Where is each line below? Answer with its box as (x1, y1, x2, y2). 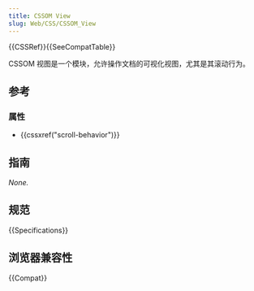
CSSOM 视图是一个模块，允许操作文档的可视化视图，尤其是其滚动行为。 (8, 59, 250, 68)
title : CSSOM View (8, 11, 71, 20)
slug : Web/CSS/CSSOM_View (8, 20, 96, 28)
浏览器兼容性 (8, 251, 73, 265)
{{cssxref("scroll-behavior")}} (19, 130, 120, 140)
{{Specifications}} (8, 225, 69, 235)
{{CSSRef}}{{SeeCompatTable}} (8, 41, 116, 51)
